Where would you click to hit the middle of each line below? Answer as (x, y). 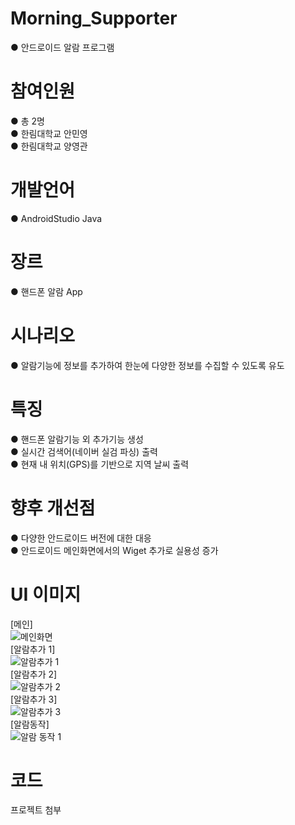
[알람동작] (30, 724)
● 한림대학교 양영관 (49, 146)
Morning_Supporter (94, 18)
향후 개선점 (53, 508)
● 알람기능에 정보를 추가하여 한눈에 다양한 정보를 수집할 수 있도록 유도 (147, 365)
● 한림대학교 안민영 (49, 133)
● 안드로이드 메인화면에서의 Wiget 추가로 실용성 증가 (114, 550)
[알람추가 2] (34, 674)
